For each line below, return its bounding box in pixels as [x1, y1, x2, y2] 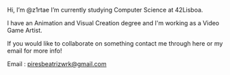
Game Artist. [7, 27, 42, 34]
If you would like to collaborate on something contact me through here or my [7, 40, 223, 47]
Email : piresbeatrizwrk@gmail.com [7, 60, 107, 67]
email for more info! [7, 47, 63, 55]
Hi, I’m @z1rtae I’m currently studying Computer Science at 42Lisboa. [7, 6, 203, 14]
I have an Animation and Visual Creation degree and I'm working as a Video [7, 19, 220, 27]
